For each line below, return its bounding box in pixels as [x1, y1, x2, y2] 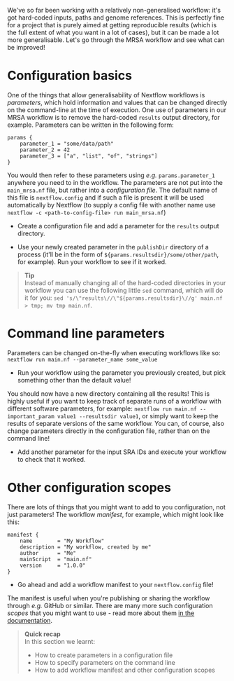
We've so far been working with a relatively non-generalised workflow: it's [7, 6, 221, 14]
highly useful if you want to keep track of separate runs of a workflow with [7, 397, 221, 405]
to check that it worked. [17, 455, 86, 463]
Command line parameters [7, 326, 166, 342]
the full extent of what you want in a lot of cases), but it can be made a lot [7, 28, 219, 36]
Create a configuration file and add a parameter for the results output [17, 221, 219, 230]
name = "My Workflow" [20, 537, 105, 544]
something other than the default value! [17, 376, 131, 384]
